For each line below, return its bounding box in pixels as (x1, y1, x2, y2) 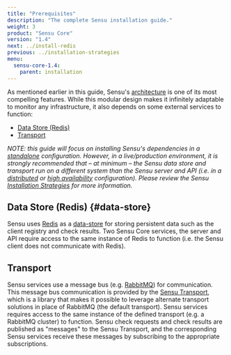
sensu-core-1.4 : (13, 62, 61, 69)
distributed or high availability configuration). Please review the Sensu (7, 173, 209, 182)
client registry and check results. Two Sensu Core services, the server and (7, 227, 221, 235)
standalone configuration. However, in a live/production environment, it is (7, 151, 218, 160)
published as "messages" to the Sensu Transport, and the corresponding (7, 325, 217, 333)
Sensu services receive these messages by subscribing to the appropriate (7, 332, 221, 341)
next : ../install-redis (7, 42, 77, 49)
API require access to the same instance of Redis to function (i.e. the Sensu (7, 235, 224, 243)
